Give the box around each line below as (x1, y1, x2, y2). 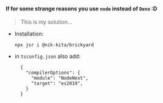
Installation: (14, 30, 44, 38)
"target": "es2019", (30, 80, 83, 87)
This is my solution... (20, 18, 72, 26)
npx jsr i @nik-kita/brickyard (14, 42, 94, 48)
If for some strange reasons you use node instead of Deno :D (5, 5, 158, 12)
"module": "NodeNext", (30, 75, 89, 82)
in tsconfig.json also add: (14, 52, 81, 60)
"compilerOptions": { (26, 70, 80, 76)
